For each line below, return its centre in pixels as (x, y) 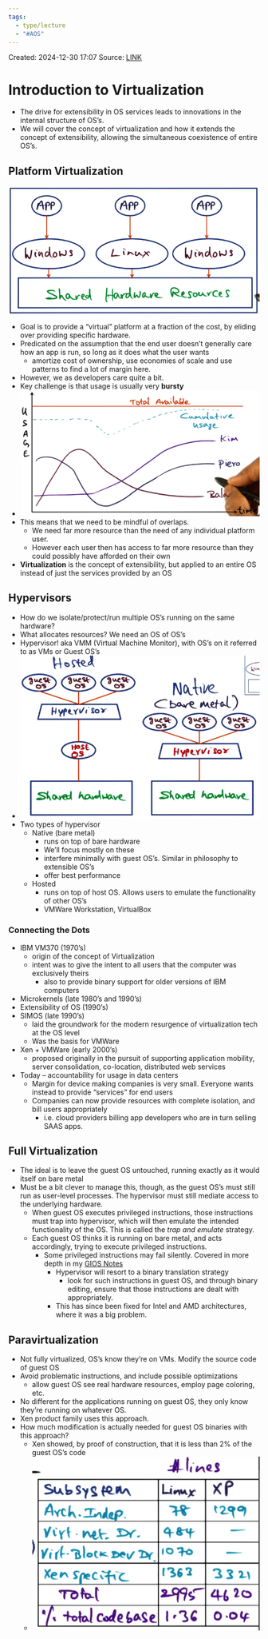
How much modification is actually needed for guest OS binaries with (134, 1427)
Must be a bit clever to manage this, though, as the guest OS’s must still (137, 1187)
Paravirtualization (53, 1340)
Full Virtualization (53, 1151)
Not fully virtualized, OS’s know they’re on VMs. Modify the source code (138, 1359)
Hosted (43, 884)
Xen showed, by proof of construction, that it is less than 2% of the (142, 1444)
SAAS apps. (63, 1126)
